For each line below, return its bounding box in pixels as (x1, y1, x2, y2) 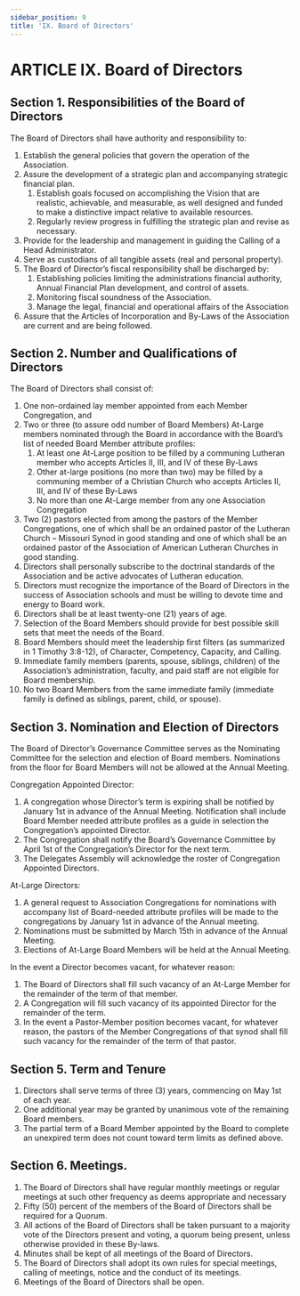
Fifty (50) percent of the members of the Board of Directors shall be (22, 1201, 272, 1211)
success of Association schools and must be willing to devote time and (22, 589, 284, 601)
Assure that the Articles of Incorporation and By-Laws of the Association (22, 311, 290, 321)
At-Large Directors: (10, 880, 81, 891)
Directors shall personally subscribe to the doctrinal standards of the (22, 562, 275, 572)
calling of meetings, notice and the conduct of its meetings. (22, 1267, 241, 1277)
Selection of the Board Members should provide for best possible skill (22, 618, 280, 628)
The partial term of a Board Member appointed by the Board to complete (22, 1122, 289, 1133)
